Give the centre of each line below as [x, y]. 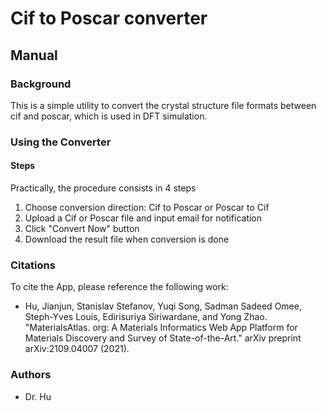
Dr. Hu [38, 396]
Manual [34, 55]
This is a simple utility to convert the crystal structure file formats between [163, 105]
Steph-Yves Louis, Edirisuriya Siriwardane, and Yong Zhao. [146, 317]
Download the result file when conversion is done [127, 239]
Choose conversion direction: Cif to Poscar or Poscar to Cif [147, 207]
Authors [31, 375]
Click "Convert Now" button [82, 228]
